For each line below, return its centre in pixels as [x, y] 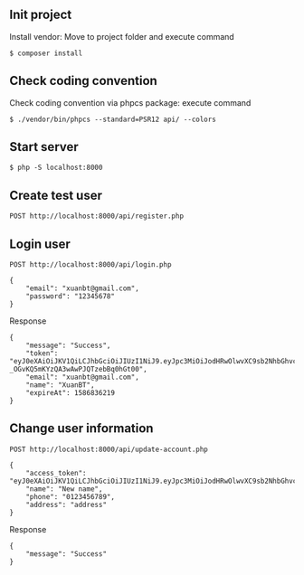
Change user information [81, 429]
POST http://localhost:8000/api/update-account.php [109, 449]
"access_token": [57, 473]
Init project [41, 15]
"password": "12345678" [71, 297]
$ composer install [46, 53]
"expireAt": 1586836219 [71, 393]
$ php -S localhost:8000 [56, 168]
